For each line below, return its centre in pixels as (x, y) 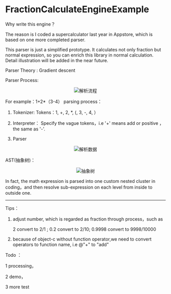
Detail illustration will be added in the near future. (57, 60)
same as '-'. (33, 129)
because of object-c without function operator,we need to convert (82, 239)
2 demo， (16, 277)
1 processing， (21, 265)
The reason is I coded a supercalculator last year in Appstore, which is (79, 34)
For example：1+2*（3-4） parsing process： (54, 101)
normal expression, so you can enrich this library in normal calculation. (79, 55)
